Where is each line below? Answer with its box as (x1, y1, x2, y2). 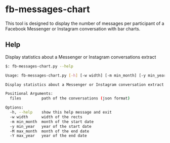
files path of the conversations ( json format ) (10, 96, 130, 101)
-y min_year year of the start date (10, 124, 92, 129)
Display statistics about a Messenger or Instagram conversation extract (5, 82, 164, 87)
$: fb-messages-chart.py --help (5, 63, 73, 69)
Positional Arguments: (5, 91, 53, 96)
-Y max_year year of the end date (10, 133, 87, 138)
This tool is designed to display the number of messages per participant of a (5, 20, 164, 26)
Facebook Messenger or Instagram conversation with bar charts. (5, 25, 141, 31)
